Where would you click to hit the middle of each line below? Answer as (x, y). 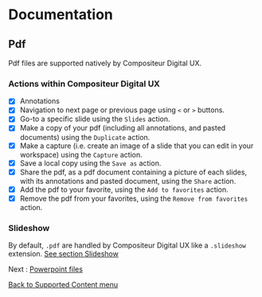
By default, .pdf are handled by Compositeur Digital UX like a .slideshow (127, 245)
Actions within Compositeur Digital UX (84, 84)
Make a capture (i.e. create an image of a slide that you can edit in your (137, 146)
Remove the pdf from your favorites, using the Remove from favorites (134, 198)
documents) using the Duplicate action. (85, 137)
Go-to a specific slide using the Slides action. (95, 119)
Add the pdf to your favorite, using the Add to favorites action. (124, 190)
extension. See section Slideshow (64, 254)
